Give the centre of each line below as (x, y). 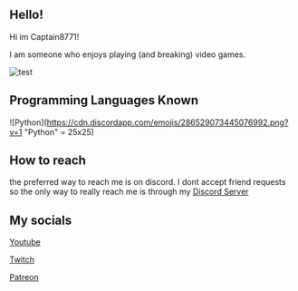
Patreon (24, 277)
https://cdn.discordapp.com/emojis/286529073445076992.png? (168, 122)
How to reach (48, 161)
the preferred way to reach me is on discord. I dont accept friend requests (148, 182)
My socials (41, 220)
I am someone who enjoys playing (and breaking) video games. (128, 54)
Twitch (22, 260)
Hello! (26, 15)
